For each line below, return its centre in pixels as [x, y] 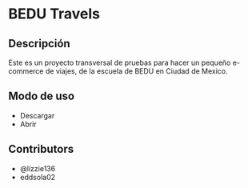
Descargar [37, 115]
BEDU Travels [54, 14]
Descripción [39, 44]
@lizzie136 [38, 168]
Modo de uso [41, 96]
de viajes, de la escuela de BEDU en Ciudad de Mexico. [136, 71]
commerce [26, 71]
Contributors [41, 149]
